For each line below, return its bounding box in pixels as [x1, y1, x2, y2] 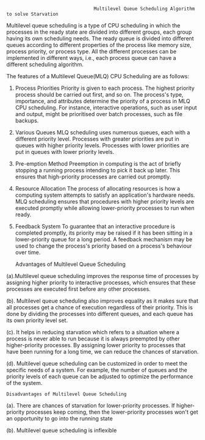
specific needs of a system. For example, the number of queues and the [6, 367, 188, 373]
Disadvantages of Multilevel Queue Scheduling [6, 391, 127, 397]
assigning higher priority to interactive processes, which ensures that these [6, 279, 196, 286]
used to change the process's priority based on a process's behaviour [15, 242, 192, 249]
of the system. [6, 380, 43, 386]
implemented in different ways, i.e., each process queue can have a [6, 54, 176, 61]
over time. [15, 249, 41, 256]
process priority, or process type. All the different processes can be [6, 48, 177, 55]
